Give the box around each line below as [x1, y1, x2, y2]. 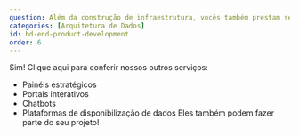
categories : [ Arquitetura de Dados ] [9, 21, 145, 30]
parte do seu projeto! [21, 117, 100, 128]
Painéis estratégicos [21, 79, 97, 90]
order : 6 [9, 37, 42, 47]
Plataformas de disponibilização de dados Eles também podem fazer [21, 108, 275, 118]
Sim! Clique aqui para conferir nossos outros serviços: [9, 62, 209, 73]
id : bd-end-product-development [9, 29, 129, 38]
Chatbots [21, 99, 56, 109]
